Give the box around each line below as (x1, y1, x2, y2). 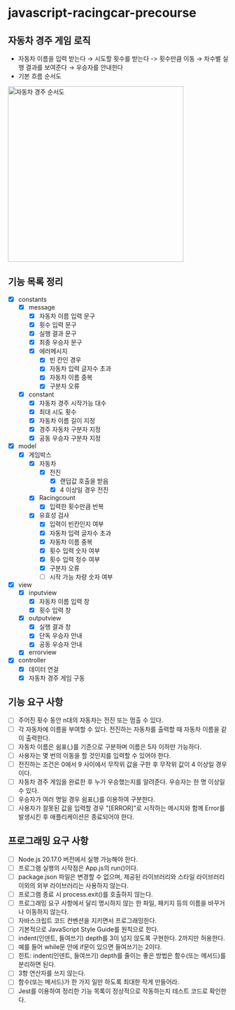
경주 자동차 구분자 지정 (38, 425, 101, 434)
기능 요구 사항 (8, 696, 64, 708)
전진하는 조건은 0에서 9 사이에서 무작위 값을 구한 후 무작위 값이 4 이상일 (17, 760, 215, 768)
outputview (28, 614, 62, 623)
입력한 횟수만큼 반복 (49, 502, 104, 511)
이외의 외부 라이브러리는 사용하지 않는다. (17, 881, 129, 890)
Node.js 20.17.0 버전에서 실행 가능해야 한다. (17, 855, 138, 863)
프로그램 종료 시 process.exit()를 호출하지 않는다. (17, 890, 153, 898)
